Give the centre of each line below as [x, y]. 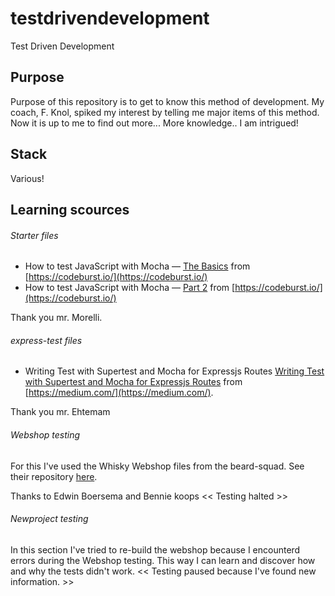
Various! [27, 178]
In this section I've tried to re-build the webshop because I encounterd [155, 549]
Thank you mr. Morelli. [56, 318]
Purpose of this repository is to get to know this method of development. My [167, 101]
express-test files [46, 340]
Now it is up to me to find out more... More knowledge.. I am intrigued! [154, 123]
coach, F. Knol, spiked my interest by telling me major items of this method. [165, 112]
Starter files [34, 235]
